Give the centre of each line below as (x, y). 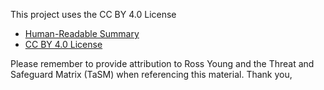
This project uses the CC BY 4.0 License (93, 14)
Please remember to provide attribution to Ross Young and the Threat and (162, 63)
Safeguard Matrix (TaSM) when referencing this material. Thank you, (151, 74)
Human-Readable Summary (82, 33)
